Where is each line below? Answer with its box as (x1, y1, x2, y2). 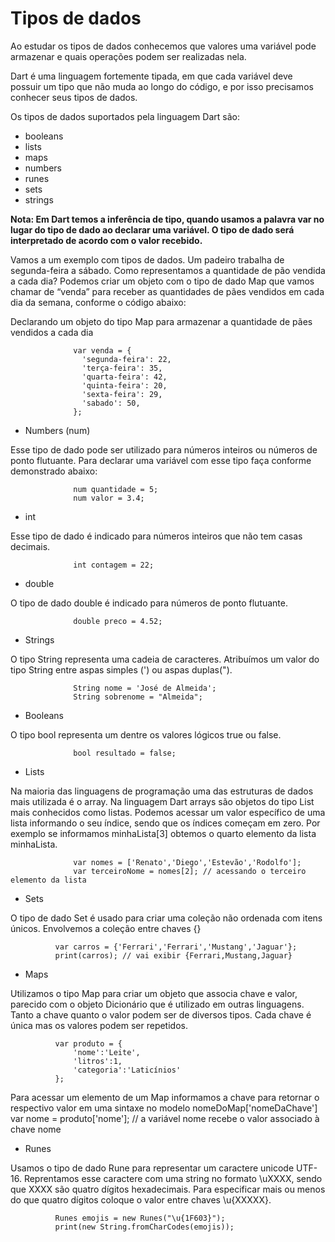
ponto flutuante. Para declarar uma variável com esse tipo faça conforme (10, 454, 312, 466)
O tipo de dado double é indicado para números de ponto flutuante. (10, 597, 289, 609)
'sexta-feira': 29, (81, 389, 163, 399)
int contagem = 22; (73, 560, 155, 570)
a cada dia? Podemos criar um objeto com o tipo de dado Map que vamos (10, 275, 315, 287)
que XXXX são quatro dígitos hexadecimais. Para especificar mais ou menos (10, 1183, 326, 1195)
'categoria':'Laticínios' (73, 1065, 182, 1075)
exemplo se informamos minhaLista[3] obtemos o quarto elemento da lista (10, 827, 317, 839)
